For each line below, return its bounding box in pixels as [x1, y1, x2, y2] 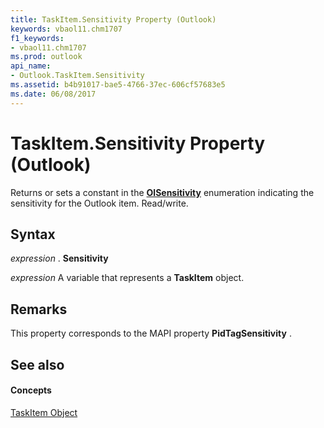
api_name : [10, 61, 52, 71]
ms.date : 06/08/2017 [10, 89, 97, 99]
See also [10, 356, 65, 373]
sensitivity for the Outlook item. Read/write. [10, 197, 189, 209]
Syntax [10, 226, 56, 243]
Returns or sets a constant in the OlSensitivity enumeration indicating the [10, 186, 315, 198]
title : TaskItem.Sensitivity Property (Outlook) [10, 14, 217, 25]
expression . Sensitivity [10, 252, 109, 265]
